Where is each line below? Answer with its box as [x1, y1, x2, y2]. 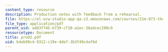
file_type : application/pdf [5, 21, 64, 26]
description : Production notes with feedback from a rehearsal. [5, 12, 142, 17]
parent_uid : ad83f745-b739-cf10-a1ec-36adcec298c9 [5, 26, 113, 31]
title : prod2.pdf [5, 35, 41, 40]
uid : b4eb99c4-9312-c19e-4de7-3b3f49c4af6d [5, 40, 97, 45]
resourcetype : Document [5, 30, 55, 35]
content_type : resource [5, 7, 55, 12]
